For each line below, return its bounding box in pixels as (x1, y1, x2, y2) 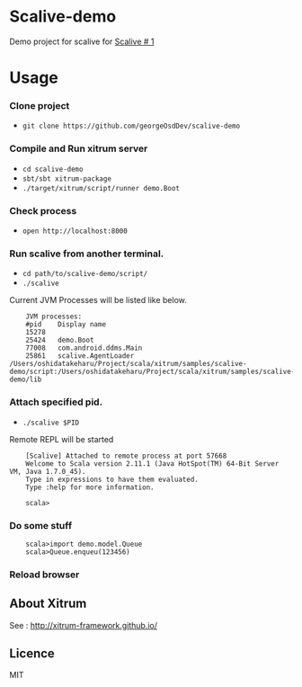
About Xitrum (9, 596, 87, 611)
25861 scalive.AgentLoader (25, 352, 135, 361)
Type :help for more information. (25, 483, 155, 492)
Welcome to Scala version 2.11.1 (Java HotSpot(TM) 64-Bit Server (25, 459, 280, 468)
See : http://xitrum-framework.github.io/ (9, 620, 158, 630)
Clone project (9, 100, 70, 112)
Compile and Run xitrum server (9, 142, 148, 155)
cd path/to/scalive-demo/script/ (22, 270, 148, 279)
